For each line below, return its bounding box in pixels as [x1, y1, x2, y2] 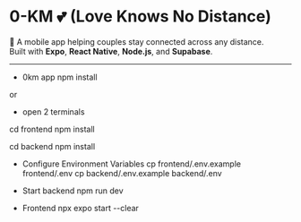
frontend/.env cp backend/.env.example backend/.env [21, 167, 222, 178]
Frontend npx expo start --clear [21, 202, 139, 213]
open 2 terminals [21, 106, 85, 117]
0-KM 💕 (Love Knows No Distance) [9, 6, 271, 27]
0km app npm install [21, 72, 98, 82]
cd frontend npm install [9, 124, 96, 134]
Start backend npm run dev [21, 185, 124, 196]
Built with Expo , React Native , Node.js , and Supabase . [9, 46, 213, 56]
